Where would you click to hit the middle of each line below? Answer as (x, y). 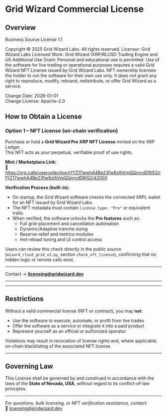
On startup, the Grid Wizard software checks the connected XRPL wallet (86, 197)
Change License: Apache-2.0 (35, 101)
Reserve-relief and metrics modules (56, 234)
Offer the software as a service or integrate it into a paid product (78, 326)
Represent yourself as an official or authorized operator (69, 331)
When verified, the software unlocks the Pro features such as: (76, 218)
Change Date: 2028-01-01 (32, 96)
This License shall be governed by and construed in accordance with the (80, 378)
